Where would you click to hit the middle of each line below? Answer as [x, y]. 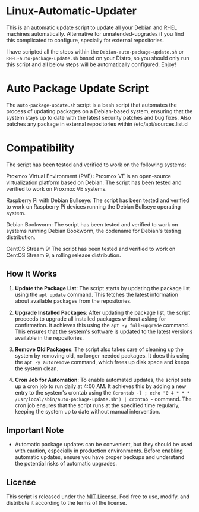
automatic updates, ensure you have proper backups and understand [99, 457]
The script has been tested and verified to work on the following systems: [96, 165]
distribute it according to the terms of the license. [67, 503]
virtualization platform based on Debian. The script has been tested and [94, 182]
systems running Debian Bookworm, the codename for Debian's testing [94, 231]
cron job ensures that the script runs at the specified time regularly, [97, 405]
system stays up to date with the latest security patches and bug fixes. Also [99, 117]
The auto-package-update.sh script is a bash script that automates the [91, 105]
